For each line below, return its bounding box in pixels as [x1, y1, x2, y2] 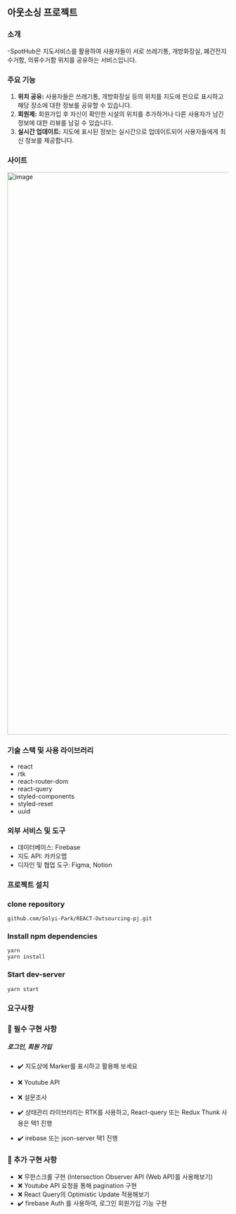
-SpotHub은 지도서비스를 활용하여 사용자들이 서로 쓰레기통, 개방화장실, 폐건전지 [7, 46, 227, 55]
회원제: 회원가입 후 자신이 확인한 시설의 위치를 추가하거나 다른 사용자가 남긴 [17, 110, 224, 118]
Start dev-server [7, 969, 65, 979]
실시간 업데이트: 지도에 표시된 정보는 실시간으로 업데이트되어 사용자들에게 [17, 127, 219, 136]
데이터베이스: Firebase [17, 843, 81, 851]
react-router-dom [17, 777, 69, 785]
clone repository [7, 899, 65, 909]
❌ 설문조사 [17, 1092, 47, 1102]
